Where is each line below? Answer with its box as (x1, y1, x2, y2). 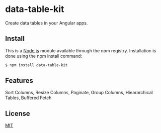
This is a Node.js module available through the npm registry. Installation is (5, 47, 157, 53)
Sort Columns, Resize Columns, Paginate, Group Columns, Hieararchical (5, 90, 153, 96)
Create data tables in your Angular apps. (5, 20, 88, 26)
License (5, 109, 30, 118)
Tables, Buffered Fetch (5, 95, 52, 101)
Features (5, 76, 33, 85)
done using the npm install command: (5, 53, 82, 59)
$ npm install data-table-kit (5, 62, 68, 68)
